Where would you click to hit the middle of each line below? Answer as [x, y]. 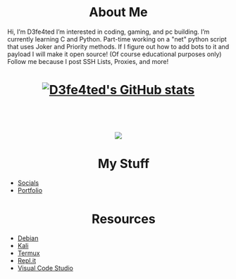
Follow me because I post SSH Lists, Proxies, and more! [88, 61]
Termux [29, 253]
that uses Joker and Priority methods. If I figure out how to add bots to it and [118, 46]
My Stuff [124, 163]
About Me [118, 12]
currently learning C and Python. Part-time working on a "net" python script [117, 39]
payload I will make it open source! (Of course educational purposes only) [114, 54]
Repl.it [27, 261]
